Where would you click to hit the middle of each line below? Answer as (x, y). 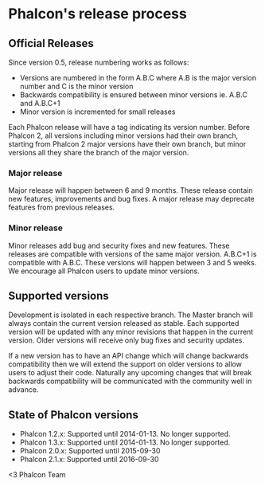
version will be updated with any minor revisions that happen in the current (131, 332)
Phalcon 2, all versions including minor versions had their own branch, (123, 135)
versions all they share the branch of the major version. (99, 153)
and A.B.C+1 (40, 103)
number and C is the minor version (76, 86)
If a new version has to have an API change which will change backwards (129, 356)
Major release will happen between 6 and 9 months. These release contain (131, 190)
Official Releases (51, 43)
